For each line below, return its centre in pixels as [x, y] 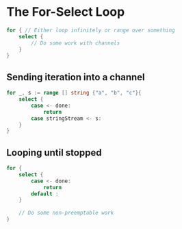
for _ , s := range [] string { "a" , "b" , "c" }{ [74, 93]
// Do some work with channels [76, 43]
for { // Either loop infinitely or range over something [91, 30]
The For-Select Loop [66, 12]
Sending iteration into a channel [76, 77]
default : [45, 194]
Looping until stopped [54, 153]
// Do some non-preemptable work [66, 213]
